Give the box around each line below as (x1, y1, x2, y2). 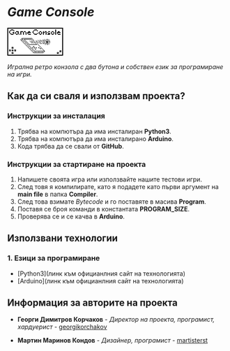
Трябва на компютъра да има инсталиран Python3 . (17, 127, 172, 135)
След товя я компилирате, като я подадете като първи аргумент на (17, 182, 220, 191)
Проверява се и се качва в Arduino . (17, 212, 125, 221)
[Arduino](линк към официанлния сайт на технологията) (17, 276, 184, 285)
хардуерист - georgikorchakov (17, 322, 107, 331)
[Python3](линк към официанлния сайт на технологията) (17, 269, 186, 278)
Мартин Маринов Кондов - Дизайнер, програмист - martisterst (17, 336, 208, 345)
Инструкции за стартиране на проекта (7, 159, 146, 169)
